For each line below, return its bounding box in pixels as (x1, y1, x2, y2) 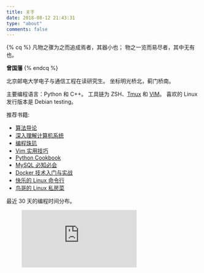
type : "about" (6, 20, 43, 26)
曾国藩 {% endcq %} (6, 64, 58, 72)
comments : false (6, 26, 48, 33)
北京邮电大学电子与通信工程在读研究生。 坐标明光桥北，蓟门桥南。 (6, 77, 175, 85)
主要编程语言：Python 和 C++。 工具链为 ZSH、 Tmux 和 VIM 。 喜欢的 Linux (6, 90, 198, 98)
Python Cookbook (15, 154, 61, 161)
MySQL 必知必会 (15, 161, 57, 169)
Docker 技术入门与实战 (15, 169, 74, 177)
